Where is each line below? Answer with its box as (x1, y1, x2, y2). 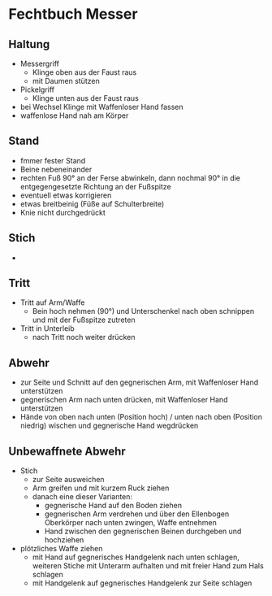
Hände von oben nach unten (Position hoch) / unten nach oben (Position (19, 412, 262, 422)
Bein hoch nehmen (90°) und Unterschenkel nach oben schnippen (32, 307, 254, 316)
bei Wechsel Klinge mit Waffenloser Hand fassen (19, 102, 183, 111)
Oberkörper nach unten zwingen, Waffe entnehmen (44, 518, 217, 528)
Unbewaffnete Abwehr (8, 444, 126, 458)
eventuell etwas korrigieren (19, 190, 112, 200)
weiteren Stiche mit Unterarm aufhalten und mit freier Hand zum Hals (32, 561, 264, 571)
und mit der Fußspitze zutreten (32, 315, 136, 325)
